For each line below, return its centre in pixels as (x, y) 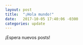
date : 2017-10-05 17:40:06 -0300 (42, 19)
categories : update (25, 23)
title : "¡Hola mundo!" (30, 14)
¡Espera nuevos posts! (28, 38)
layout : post (19, 10)
